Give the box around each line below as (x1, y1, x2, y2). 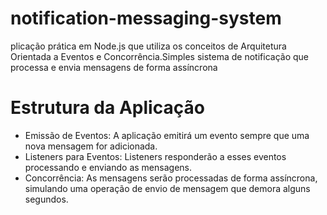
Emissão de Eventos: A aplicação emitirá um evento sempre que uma (24, 129, 310, 141)
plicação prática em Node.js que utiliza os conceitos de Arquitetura (10, 40, 287, 52)
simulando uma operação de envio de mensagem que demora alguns (24, 182, 311, 194)
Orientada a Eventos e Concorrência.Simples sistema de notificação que (10, 50, 309, 62)
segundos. (24, 193, 69, 205)
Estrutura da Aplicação (10, 97, 205, 119)
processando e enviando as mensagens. (24, 161, 192, 173)
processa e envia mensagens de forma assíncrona (10, 61, 218, 73)
